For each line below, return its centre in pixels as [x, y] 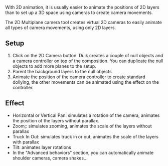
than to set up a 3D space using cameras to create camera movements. [79, 13]
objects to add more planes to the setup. [54, 66]
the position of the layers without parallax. [56, 120]
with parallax [26, 142]
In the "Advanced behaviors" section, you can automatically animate [83, 152]
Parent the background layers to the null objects [62, 71]
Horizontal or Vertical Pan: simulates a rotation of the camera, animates [86, 115]
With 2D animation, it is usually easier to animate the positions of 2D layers [82, 7]
